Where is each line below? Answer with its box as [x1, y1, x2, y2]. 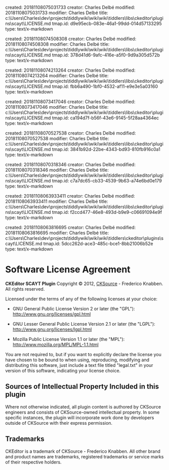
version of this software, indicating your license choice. [5, 367, 121, 373]
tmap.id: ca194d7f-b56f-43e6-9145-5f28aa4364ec [52, 115, 159, 121]
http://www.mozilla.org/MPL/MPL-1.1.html [12, 341, 99, 348]
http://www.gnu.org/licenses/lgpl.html [12, 326, 92, 332]
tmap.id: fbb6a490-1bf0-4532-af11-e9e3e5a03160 [52, 83, 158, 89]
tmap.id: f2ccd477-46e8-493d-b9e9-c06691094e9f [52, 209, 162, 215]
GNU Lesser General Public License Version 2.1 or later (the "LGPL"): [12, 321, 155, 327]
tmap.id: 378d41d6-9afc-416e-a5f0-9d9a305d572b [52, 52, 160, 58]
